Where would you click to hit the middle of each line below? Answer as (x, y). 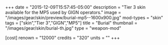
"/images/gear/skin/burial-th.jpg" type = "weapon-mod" (63, 28)
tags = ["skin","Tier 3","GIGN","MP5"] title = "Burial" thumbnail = (71, 23)
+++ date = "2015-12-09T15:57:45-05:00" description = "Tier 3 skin (75, 7)
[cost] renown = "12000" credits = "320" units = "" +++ (63, 38)
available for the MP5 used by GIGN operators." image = (63, 12)
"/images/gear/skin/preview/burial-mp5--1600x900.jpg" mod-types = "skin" (84, 18)
